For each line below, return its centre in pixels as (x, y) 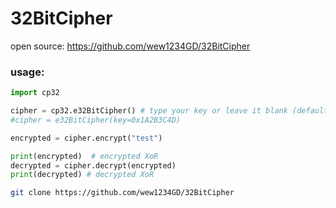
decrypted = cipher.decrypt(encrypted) (93, 165)
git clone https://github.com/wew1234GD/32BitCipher (122, 193)
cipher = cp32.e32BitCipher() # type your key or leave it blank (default (169, 111)
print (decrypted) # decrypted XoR (82, 175)
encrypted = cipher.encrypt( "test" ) (86, 138)
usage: (27, 72)
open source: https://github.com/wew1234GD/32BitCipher (130, 46)
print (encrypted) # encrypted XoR (84, 156)
